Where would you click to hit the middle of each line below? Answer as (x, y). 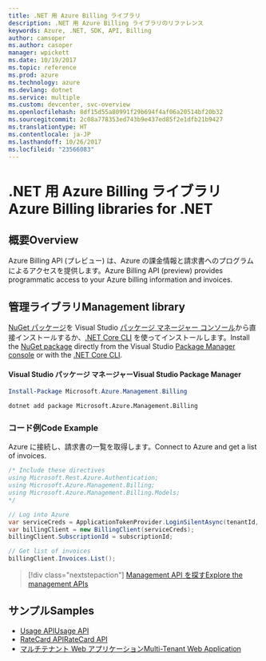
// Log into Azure (39, 515)
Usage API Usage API (54, 631)
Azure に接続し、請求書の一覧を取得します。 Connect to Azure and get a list (133, 447)
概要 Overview (44, 240)
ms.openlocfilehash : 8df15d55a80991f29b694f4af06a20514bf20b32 (116, 113)
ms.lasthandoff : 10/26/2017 (55, 142)
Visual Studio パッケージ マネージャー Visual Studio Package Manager (125, 374)
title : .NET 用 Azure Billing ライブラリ (75, 16)
